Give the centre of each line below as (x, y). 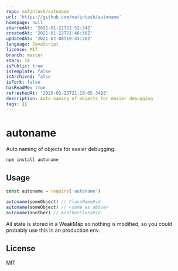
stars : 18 (18, 60)
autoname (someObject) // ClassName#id (53, 202)
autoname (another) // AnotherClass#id (53, 212)
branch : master (25, 55)
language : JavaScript (32, 44)
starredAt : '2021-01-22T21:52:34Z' (49, 28)
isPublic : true (25, 66)
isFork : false (23, 83)
